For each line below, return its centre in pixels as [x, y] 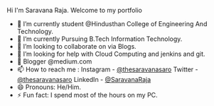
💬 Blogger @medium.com [54, 61]
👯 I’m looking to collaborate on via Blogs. [76, 46]
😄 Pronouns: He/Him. [49, 87]
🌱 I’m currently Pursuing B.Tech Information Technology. [100, 39]
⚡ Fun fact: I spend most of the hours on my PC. [87, 95]
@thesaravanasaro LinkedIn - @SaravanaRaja [84, 79]
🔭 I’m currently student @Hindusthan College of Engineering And [112, 24]
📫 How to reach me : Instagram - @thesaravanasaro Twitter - [107, 69]
